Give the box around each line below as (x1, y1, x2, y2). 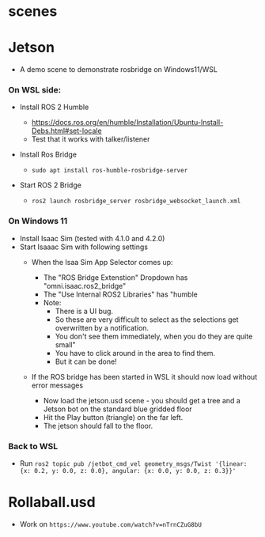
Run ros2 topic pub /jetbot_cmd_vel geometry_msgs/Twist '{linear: (19, 459, 248, 468)
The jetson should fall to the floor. (43, 421, 153, 430)
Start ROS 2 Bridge (19, 180, 81, 190)
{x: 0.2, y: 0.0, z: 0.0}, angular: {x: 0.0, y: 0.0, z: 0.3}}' (19, 467, 237, 475)
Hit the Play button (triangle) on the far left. (43, 412, 184, 422)
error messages (31, 380, 84, 390)
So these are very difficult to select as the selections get (55, 315, 239, 324)
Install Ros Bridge (19, 149, 78, 160)
